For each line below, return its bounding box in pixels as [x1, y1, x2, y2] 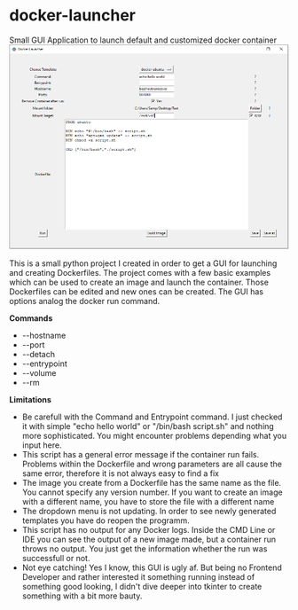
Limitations [9, 394, 51, 404]
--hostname [21, 330, 67, 340]
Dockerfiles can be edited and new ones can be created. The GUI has [9, 285, 264, 297]
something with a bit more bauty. [21, 590, 143, 601]
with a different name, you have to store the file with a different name [21, 496, 275, 506]
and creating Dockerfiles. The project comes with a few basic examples [9, 267, 271, 278]
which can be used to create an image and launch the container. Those [9, 277, 269, 287]
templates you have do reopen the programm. [21, 515, 190, 526]
